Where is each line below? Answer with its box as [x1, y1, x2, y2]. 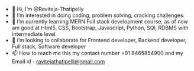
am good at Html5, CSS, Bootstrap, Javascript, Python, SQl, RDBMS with [11, 24, 189, 31]
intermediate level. [11, 31, 57, 38]
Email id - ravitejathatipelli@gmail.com [11, 58, 105, 65]
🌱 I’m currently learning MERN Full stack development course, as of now [11, 18, 188, 25]
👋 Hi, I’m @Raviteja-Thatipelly [11, 6, 84, 12]
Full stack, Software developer [11, 43, 86, 50]
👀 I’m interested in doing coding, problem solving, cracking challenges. [11, 12, 185, 19]
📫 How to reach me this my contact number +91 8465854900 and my [11, 50, 183, 56]
